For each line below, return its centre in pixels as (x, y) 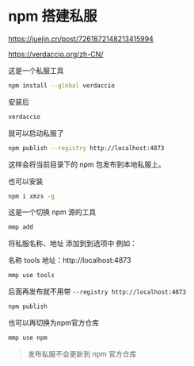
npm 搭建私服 (53, 16)
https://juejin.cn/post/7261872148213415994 (81, 39)
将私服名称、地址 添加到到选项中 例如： (72, 244)
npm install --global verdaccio (61, 85)
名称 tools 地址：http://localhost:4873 (70, 260)
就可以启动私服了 (36, 133)
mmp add (21, 227)
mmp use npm (28, 338)
